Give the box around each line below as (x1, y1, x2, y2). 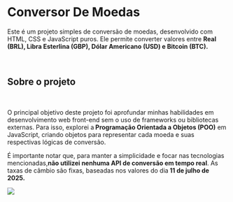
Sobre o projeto (7, 76, 76, 88)
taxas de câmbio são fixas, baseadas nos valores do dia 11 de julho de (7, 166, 210, 175)
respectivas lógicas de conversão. (7, 138, 106, 146)
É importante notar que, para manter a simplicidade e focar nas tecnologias (7, 151, 225, 159)
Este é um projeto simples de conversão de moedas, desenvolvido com (7, 27, 213, 36)
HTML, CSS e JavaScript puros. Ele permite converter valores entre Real (7, 34, 217, 43)
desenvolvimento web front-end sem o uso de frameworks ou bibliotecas (7, 115, 219, 124)
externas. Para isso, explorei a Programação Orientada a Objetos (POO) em (7, 123, 227, 131)
